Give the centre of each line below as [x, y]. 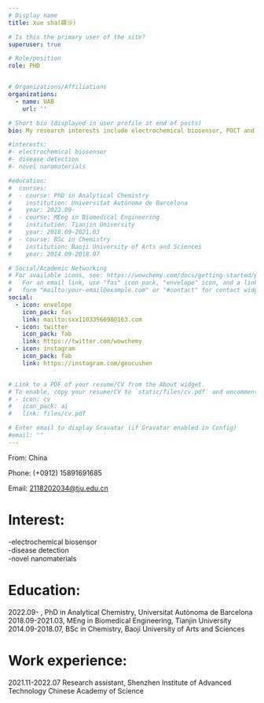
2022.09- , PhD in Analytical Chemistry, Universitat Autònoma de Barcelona [130, 612]
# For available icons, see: [56, 276]
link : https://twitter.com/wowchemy [82, 342]
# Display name [33, 15]
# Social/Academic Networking [58, 268]
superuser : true [35, 44]
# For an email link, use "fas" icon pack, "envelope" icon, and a [125, 283]
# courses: [27, 188]
